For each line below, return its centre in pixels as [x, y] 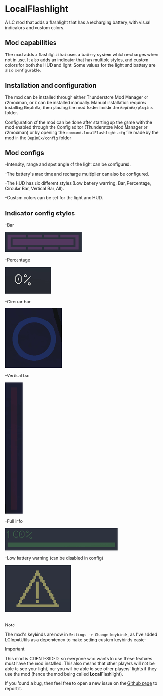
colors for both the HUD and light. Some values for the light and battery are [80, 65]
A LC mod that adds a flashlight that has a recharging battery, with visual [78, 22]
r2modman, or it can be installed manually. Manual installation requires [76, 102]
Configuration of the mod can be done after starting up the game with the [79, 122]
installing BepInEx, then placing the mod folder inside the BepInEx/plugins [79, 107]
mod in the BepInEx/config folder [38, 138]
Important [15, 649]
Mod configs [25, 152]
